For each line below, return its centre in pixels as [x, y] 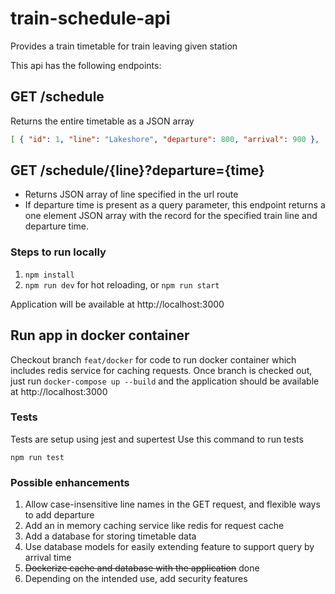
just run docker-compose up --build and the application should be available [165, 381]
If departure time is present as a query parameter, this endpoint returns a [175, 205]
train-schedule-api [90, 18]
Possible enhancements [70, 482]
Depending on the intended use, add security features [136, 579]
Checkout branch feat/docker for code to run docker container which [153, 359]
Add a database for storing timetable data [110, 536]
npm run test [37, 457]
